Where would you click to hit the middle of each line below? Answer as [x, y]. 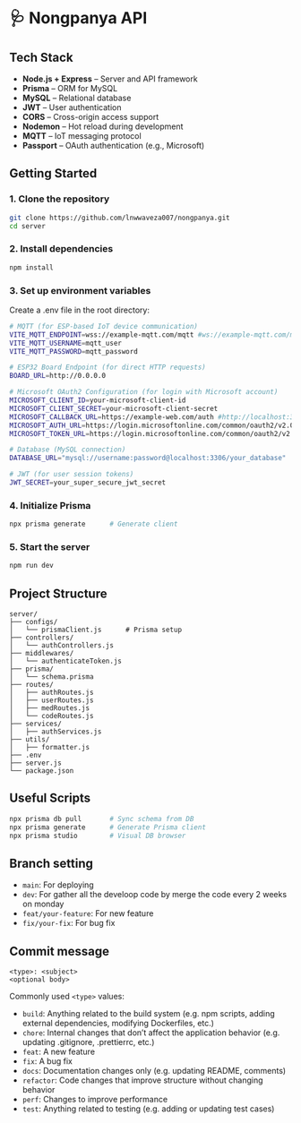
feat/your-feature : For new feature [88, 913]
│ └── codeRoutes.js [52, 716]
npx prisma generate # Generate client [94, 524]
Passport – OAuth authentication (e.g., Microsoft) [113, 146]
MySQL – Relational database [77, 98]
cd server [28, 226]
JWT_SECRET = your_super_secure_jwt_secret [88, 483]
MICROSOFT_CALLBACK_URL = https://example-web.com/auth [112, 417]
